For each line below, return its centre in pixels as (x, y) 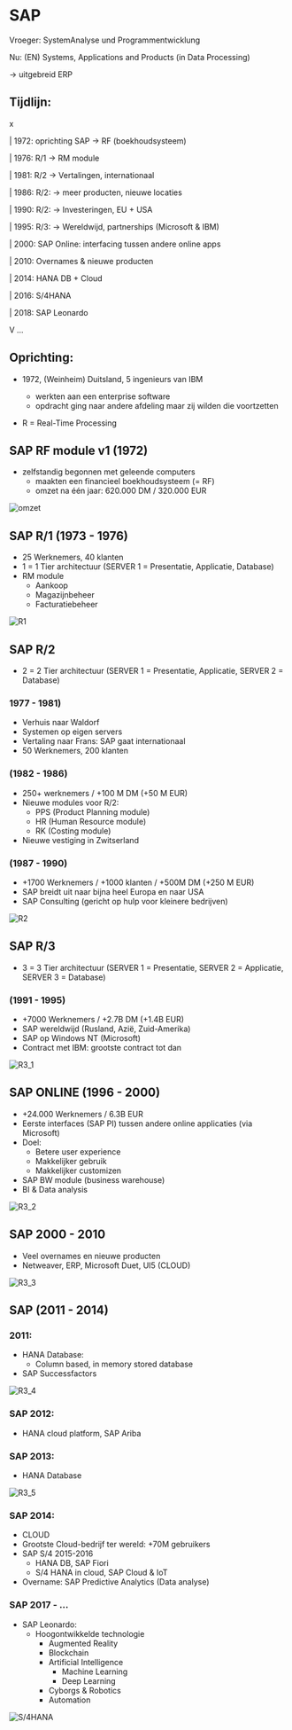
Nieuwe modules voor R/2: (70, 802)
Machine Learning (95, 1671)
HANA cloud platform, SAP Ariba (81, 1433)
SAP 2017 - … (39, 1605)
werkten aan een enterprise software (103, 396)
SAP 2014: (32, 1515)
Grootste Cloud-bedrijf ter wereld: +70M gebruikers (116, 1545)
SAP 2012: (32, 1413)
